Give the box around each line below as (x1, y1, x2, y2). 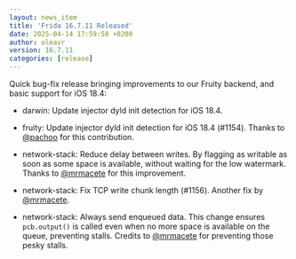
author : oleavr (9, 37, 66, 47)
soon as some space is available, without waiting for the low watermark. (21, 159, 286, 169)
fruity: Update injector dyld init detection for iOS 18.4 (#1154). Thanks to (21, 122, 285, 133)
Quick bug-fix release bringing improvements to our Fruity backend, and (9, 79, 275, 89)
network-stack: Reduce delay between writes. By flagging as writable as (21, 149, 288, 160)
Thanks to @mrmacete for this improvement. (21, 168, 187, 178)
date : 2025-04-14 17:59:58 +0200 (9, 29, 133, 38)
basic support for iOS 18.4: (9, 88, 108, 98)
